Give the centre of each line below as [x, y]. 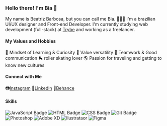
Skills [11, 101]
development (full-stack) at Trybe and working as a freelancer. [70, 30]
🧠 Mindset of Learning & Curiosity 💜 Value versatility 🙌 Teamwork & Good [81, 52]
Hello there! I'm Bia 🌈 [31, 8]
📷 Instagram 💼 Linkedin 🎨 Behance [40, 88]
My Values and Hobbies [31, 41]
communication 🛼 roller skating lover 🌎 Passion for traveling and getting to [83, 58]
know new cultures [25, 65]
